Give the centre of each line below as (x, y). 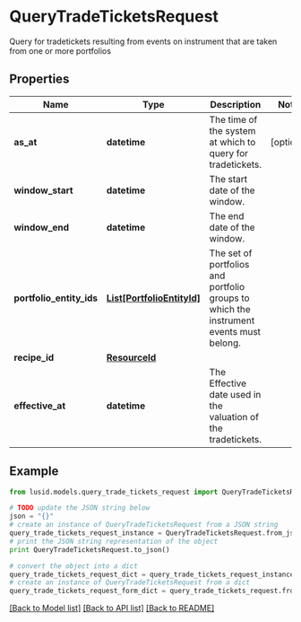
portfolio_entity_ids (56, 298)
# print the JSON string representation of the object (114, 541)
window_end (42, 227)
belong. (225, 343)
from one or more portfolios (60, 50)
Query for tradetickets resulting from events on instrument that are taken (143, 41)
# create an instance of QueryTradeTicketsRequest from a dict (130, 583)
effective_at (39, 406)
